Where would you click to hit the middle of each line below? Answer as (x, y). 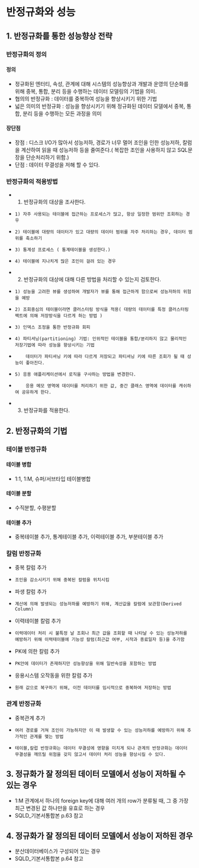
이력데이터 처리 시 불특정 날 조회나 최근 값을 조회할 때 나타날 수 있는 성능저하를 (101, 633)
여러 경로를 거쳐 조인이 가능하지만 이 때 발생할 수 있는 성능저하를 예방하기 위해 (99, 730)
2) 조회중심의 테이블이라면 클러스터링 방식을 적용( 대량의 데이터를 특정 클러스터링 (102, 310)
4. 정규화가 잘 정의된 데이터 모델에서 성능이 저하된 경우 (100, 836)
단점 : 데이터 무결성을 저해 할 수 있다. (57, 164)
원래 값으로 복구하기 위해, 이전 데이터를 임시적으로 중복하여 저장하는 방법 (93, 688)
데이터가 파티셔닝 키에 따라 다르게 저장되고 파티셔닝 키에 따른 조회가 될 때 (105, 357)
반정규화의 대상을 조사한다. (54, 202)
